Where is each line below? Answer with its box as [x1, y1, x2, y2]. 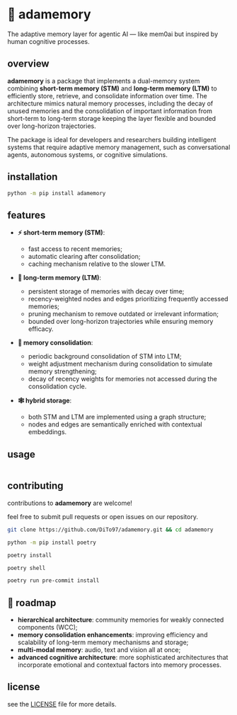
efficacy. [28, 325, 54, 333]
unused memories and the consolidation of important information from [7, 106, 212, 115]
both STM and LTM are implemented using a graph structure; [28, 413, 207, 422]
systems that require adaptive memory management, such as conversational [7, 143, 231, 151]
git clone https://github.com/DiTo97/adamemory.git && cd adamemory [7, 526, 214, 533]
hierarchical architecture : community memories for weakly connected [17, 615, 224, 624]
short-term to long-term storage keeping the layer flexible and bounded [7, 114, 216, 122]
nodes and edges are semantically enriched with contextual [28, 420, 203, 429]
